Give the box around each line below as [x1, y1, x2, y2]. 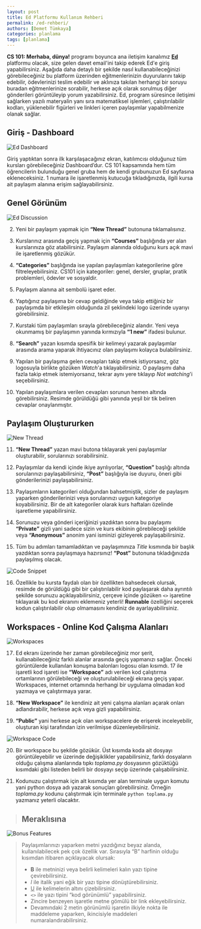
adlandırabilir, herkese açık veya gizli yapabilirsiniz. [15, 706, 142, 713]
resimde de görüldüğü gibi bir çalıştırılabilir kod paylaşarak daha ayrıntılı [15, 585, 193, 593]
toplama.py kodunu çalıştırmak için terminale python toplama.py [15, 790, 173, 797]
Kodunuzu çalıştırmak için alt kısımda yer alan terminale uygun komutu [15, 777, 189, 785]
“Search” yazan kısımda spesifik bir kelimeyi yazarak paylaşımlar [15, 340, 177, 347]
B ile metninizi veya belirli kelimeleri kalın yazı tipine [30, 866, 158, 873]
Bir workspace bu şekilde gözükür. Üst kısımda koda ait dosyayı [15, 747, 173, 754]
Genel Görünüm [7, 198, 68, 208]
